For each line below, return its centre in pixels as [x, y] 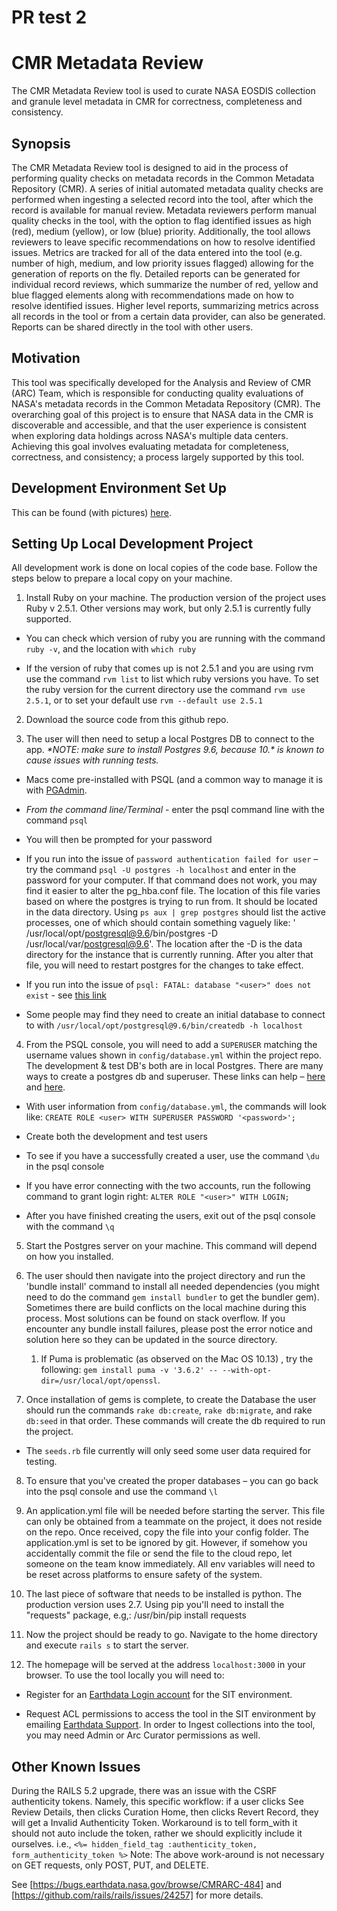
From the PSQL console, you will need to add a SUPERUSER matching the [171, 1045]
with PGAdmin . [56, 790]
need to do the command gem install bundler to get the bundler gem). [172, 1297]
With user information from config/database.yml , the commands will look [176, 1107]
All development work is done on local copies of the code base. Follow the [164, 568]
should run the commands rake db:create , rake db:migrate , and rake [169, 1410]
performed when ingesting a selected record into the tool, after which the [162, 199]
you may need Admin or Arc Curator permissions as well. [143, 1735]
